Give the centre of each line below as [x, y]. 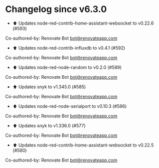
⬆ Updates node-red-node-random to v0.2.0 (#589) [67, 67]
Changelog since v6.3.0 [56, 9]
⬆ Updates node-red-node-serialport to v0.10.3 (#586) [69, 106]
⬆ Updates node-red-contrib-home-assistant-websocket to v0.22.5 [83, 145]
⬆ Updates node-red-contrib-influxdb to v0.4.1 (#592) [69, 48]
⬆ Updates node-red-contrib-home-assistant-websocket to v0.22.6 [83, 23]
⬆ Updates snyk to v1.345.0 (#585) [49, 87]
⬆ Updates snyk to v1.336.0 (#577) [49, 125]
